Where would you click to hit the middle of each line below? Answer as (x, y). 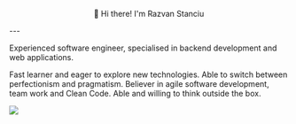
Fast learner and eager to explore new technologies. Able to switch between (148, 74)
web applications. (41, 57)
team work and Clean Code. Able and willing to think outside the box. (135, 93)
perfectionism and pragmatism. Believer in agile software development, (139, 84)
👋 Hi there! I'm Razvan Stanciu (149, 14)
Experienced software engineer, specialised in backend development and (143, 48)
